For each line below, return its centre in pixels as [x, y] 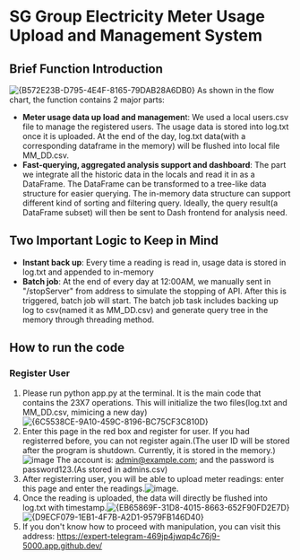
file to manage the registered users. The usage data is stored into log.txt [155, 127]
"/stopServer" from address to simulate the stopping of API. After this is [154, 291]
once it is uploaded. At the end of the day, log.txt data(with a [134, 136]
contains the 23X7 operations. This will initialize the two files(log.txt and [155, 402]
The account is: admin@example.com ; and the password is [166, 459]
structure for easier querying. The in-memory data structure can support [156, 193]
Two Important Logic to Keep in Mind [114, 241]
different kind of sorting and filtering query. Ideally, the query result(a [150, 203]
